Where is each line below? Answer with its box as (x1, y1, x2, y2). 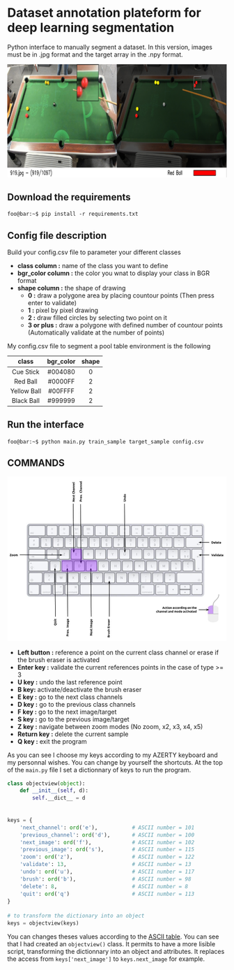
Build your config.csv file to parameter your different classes (7, 248, 181, 256)
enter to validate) (27, 298, 77, 307)
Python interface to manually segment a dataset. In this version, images (7, 43, 212, 51)
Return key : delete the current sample (17, 730, 129, 738)
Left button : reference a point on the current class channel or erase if (17, 648, 219, 656)
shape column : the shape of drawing (17, 284, 126, 292)
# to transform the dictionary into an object (7, 913, 145, 920)
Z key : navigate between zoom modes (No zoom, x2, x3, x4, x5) (17, 722, 203, 730)
